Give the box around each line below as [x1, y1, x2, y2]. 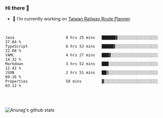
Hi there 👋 [5, 4, 30, 11]
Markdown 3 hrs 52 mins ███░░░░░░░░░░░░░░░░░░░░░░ [5, 61, 158, 66]
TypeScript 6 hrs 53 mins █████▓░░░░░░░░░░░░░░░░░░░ [5, 44, 158, 49]
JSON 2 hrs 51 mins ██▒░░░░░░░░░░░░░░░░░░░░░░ [5, 70, 158, 75]
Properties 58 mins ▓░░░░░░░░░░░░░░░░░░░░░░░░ [5, 79, 158, 84]
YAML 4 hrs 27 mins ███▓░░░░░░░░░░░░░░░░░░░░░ [5, 52, 158, 58]
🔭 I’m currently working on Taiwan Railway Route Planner [12, 16, 130, 22]
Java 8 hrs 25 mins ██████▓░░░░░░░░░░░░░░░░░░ [5, 35, 158, 40]
